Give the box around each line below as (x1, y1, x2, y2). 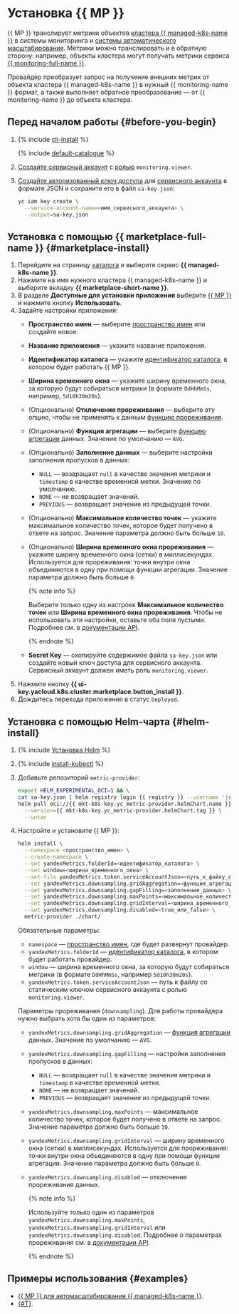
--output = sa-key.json (24, 211, 89, 218)
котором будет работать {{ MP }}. (28, 363, 130, 371)
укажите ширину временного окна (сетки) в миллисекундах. (28, 550, 215, 559)
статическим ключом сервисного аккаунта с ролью (28, 985, 187, 993)
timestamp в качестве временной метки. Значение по (38, 477, 201, 486)
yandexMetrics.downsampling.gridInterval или (28, 1223, 166, 1231)
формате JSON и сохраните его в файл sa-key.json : (17, 184, 175, 192)
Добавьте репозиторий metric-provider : (17, 773, 140, 782)
